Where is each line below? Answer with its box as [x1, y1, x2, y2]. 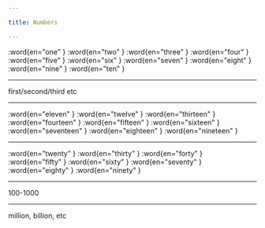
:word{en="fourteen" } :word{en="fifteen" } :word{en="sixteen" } [8, 118, 220, 127]
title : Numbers [8, 18, 58, 26]
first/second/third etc [8, 86, 77, 95]
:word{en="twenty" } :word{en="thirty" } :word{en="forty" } [8, 148, 203, 158]
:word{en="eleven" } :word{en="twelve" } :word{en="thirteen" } [8, 109, 216, 118]
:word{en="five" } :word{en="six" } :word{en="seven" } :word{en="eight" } [8, 55, 252, 65]
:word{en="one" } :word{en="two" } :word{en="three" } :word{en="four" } [8, 47, 249, 56]
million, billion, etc [8, 211, 67, 220]
